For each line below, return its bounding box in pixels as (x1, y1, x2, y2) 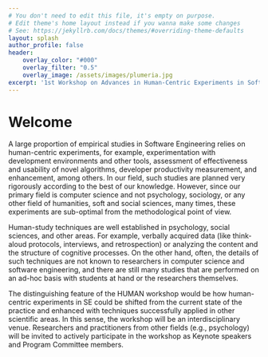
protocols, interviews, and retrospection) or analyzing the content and (28, 240, 258, 249)
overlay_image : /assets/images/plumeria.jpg (22, 71, 173, 79)
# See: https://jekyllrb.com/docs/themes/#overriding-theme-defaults (8, 26, 245, 34)
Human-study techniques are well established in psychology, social (8, 223, 230, 232)
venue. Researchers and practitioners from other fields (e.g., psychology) (8, 323, 250, 332)
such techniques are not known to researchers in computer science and (8, 256, 245, 266)
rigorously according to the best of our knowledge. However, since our (8, 181, 241, 192)
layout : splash (8, 34, 59, 42)
